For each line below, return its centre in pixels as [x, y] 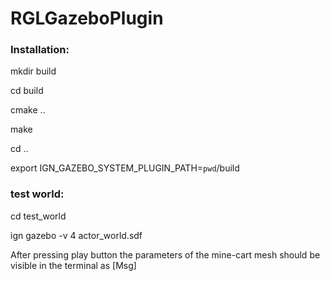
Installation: [40, 50]
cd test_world [38, 216]
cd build [27, 91]
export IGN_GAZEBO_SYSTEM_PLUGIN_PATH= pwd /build [125, 168]
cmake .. [28, 110]
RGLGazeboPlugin [87, 18]
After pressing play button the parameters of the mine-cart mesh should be [165, 254]
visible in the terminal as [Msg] [73, 265]
